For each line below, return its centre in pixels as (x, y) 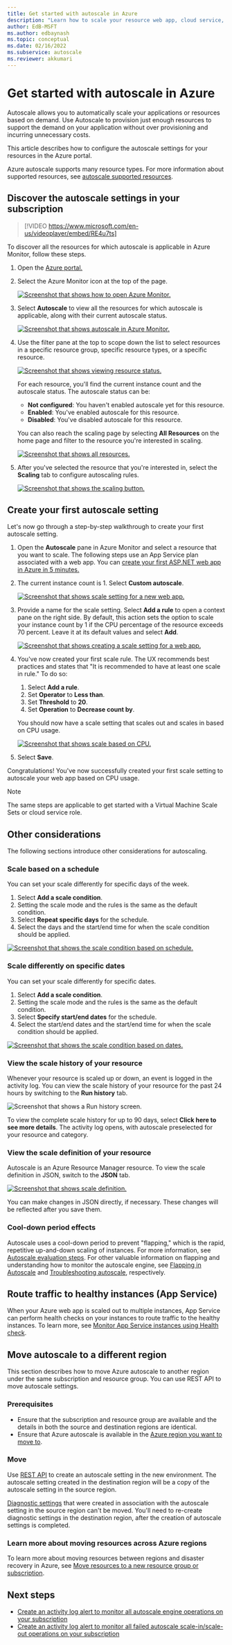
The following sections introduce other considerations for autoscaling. (107, 851)
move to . (30, 1441)
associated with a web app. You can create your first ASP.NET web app (119, 562)
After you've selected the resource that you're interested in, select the (117, 467)
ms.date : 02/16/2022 (37, 46)
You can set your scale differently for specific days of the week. (98, 884)
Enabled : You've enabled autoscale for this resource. (103, 412)
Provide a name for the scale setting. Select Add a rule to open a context (121, 610)
